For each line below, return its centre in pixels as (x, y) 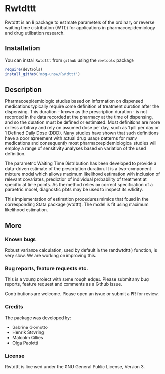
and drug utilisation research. (35, 33)
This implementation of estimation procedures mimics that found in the (77, 199)
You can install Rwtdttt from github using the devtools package (70, 60)
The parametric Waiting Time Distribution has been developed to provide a (81, 163)
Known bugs (20, 239)
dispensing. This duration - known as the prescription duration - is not (76, 112)
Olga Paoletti (25, 343)
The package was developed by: (38, 318)
